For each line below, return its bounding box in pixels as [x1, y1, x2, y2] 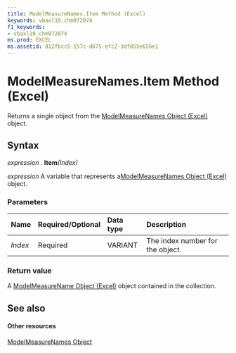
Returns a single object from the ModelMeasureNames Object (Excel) [7, 111, 209, 120]
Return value [7, 266, 52, 275]
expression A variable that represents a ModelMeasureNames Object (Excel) [7, 172, 227, 180]
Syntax [7, 140, 39, 151]
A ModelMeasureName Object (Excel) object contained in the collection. [7, 282, 216, 290]
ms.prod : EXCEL [7, 37, 52, 44]
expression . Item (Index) [7, 158, 79, 166]
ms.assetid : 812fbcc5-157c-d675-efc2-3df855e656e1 [7, 43, 159, 50]
